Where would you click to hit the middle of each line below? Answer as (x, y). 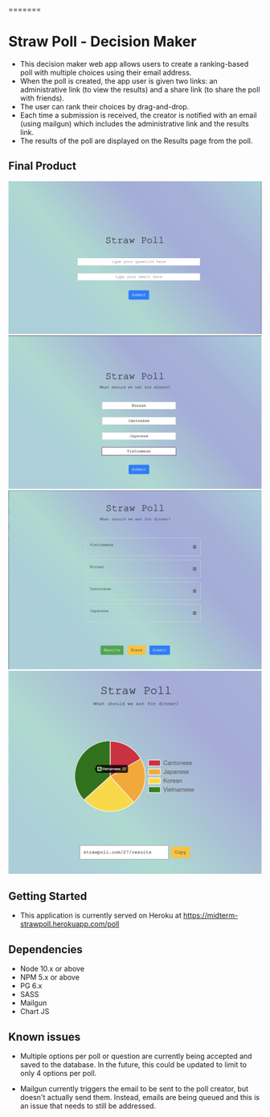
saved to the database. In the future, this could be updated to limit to (133, 1064)
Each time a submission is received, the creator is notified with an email (138, 115)
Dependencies (45, 949)
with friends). (42, 98)
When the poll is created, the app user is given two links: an (119, 80)
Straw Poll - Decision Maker (102, 42)
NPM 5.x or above (50, 977)
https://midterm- (211, 916)
